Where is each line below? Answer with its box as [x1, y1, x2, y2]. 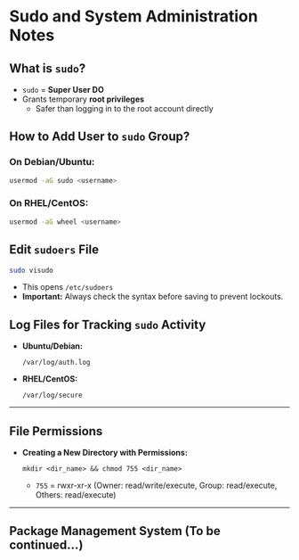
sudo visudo [9, 266, 53, 275]
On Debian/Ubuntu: [9, 156, 95, 169]
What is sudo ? [9, 61, 86, 76]
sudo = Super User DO [21, 85, 104, 95]
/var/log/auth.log [21, 358, 91, 367]
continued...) [9, 538, 84, 553]
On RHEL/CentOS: [9, 197, 89, 210]
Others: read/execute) [35, 490, 117, 500]
